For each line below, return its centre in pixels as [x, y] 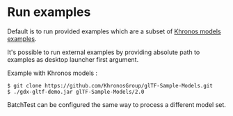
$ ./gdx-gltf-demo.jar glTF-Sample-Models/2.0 [76, 92]
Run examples [49, 12]
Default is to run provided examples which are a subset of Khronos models [114, 31]
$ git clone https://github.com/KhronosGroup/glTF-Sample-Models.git [110, 85]
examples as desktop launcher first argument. [73, 59]
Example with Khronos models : [53, 73]
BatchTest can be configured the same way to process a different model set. [116, 104]
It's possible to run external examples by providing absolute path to [104, 52]
